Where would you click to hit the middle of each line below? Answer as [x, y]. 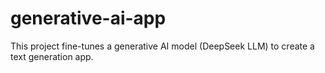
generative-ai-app [88, 18]
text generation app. [52, 56]
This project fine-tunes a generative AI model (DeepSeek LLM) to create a [162, 46]
